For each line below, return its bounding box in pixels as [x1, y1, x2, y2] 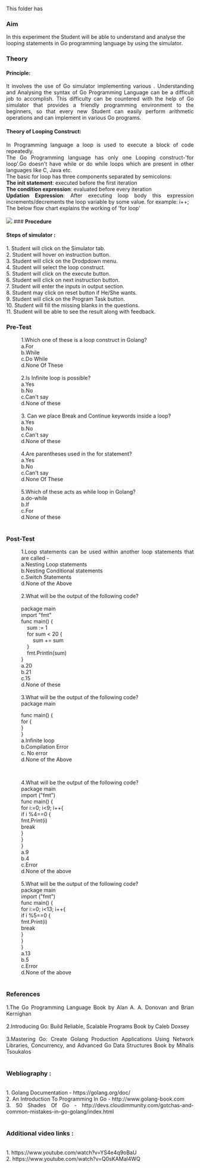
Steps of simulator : [6, 232, 56, 239]
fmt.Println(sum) [26, 649, 67, 657]
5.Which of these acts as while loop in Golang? [21, 488, 136, 496]
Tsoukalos [6, 1048, 32, 1055]
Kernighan [6, 1010, 32, 1017]
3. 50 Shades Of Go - [6, 1102, 77, 1109]
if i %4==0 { [21, 811, 51, 818]
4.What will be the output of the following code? [21, 779, 139, 786]
